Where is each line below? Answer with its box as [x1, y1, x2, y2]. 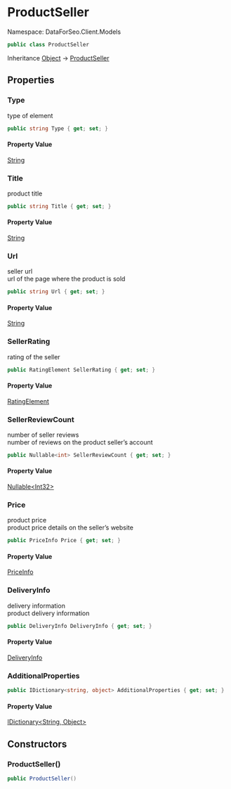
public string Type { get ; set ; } [7, 124, 109, 132]
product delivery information [7, 609, 90, 617]
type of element [7, 111, 53, 120]
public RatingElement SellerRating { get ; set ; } [7, 366, 156, 373]
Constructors [7, 738, 67, 750]
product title [7, 189, 43, 198]
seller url [7, 267, 33, 276]
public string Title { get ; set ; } [7, 203, 112, 210]
